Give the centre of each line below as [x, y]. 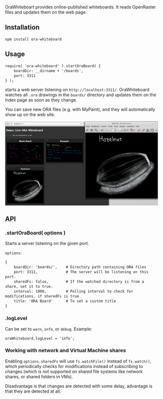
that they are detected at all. [33, 391]
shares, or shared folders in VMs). [39, 377]
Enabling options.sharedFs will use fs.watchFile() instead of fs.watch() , [78, 361]
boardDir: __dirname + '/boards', [49, 71]
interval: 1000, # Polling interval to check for [73, 292]
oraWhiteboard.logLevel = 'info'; [40, 338]
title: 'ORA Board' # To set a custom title [65, 301]
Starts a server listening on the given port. [47, 243]
